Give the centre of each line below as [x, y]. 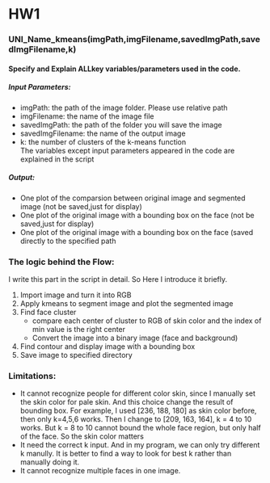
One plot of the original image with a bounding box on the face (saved [136, 232]
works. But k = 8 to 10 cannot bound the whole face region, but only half [140, 428]
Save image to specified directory [76, 355]
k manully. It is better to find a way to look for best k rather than [126, 454]
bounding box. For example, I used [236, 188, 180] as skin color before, [138, 411]
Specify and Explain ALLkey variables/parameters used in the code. [124, 69]
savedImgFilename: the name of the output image [103, 133]
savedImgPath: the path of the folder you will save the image [121, 124]
